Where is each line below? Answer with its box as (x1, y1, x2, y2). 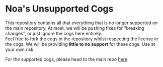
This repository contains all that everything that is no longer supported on (5, 20, 158, 26)
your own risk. (5, 46, 35, 52)
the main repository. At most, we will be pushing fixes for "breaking (5, 25, 144, 31)
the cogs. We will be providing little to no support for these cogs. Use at (5, 41, 155, 47)
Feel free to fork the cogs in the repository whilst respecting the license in (5, 36, 158, 42)
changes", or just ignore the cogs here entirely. (5, 30, 103, 36)
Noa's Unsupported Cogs (5, 3, 114, 15)
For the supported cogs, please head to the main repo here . (5, 56, 129, 62)
